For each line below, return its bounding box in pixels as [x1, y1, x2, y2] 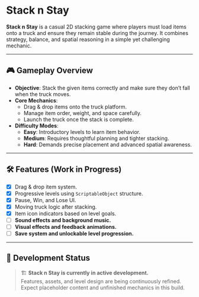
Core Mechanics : [14, 97, 58, 104]
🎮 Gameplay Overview [6, 66, 94, 76]
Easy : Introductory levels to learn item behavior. [23, 128, 141, 135]
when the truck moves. [14, 90, 71, 98]
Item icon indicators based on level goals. [14, 210, 117, 217]
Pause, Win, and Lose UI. [14, 196, 76, 203]
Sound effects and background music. [14, 216, 111, 223]
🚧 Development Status [6, 253, 91, 263]
